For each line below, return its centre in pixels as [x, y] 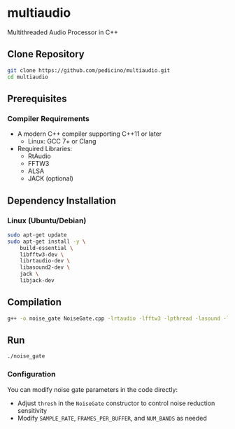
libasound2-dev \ [45, 267]
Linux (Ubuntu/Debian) [47, 220]
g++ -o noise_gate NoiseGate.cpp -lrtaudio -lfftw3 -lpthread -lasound [114, 318]
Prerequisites [37, 98]
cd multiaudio [28, 77]
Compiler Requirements [48, 118]
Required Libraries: [45, 149]
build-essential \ [47, 248]
